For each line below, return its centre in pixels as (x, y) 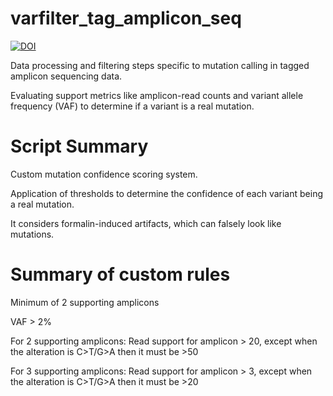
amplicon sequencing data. (66, 76)
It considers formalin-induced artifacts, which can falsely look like (146, 223)
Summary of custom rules (120, 274)
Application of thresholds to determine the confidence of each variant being (166, 193)
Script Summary (79, 146)
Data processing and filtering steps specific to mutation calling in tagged (160, 65)
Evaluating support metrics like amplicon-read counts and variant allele (157, 95)
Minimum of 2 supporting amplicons (85, 302)
